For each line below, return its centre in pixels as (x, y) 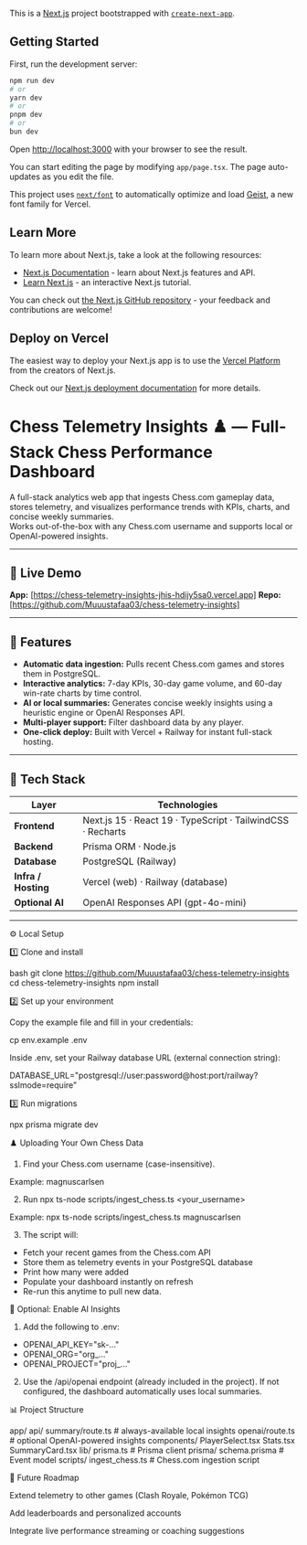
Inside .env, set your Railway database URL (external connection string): (145, 1057)
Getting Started (54, 42)
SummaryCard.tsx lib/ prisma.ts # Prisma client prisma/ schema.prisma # (147, 1450)
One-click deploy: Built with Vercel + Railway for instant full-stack (147, 732)
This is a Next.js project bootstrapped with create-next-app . (122, 13)
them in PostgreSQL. (62, 674)
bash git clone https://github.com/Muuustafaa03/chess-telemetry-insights (149, 973)
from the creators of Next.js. (63, 370)
